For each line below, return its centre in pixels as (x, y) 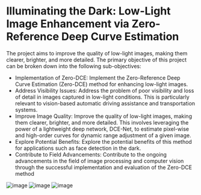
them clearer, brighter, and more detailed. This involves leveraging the (102, 122)
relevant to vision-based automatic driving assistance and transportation (105, 103)
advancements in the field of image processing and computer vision (99, 161)
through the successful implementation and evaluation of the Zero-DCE (104, 167)
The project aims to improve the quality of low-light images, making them (97, 53)
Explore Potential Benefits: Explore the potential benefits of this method (104, 141)
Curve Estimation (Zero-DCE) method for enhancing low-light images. (101, 84)
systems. (26, 110)
